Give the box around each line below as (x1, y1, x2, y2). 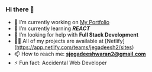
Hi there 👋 (5, 5, 35, 14)
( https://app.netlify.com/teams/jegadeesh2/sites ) (14, 44, 134, 51)
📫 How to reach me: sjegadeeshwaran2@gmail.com (14, 50, 146, 58)
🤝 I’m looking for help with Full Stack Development (14, 31, 139, 38)
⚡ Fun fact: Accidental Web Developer (14, 59, 107, 67)
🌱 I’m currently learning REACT (14, 25, 90, 32)
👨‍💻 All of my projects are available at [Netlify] (14, 38, 125, 45)
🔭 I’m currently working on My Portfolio (14, 19, 110, 26)
